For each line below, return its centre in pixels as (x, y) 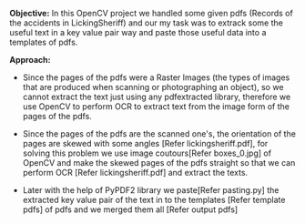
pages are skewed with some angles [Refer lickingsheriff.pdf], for (145, 143)
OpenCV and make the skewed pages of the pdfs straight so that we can (159, 163)
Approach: (30, 60)
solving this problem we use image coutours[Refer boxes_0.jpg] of (147, 153)
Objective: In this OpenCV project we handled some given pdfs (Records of (151, 13)
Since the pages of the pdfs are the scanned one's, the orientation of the (159, 134)
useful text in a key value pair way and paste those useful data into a (138, 32)
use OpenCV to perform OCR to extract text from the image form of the (156, 107)
